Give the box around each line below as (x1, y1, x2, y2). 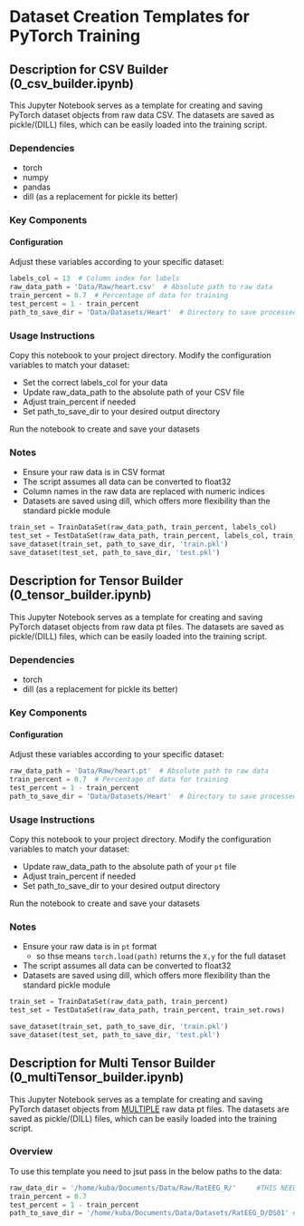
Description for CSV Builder (9, 62, 169, 77)
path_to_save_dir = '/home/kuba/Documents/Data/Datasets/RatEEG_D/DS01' (9, 1209, 290, 1218)
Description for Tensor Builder (9, 573, 184, 589)
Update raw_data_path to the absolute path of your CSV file (22, 387, 245, 398)
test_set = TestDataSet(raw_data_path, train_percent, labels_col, (9, 531, 270, 540)
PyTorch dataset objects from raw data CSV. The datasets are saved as (9, 110, 275, 120)
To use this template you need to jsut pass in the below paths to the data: (9, 1165, 282, 1176)
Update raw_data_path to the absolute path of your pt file (22, 861, 237, 871)
